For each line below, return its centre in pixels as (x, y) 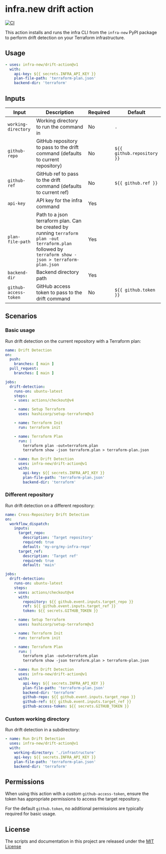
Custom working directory (38, 719)
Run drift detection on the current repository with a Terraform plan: (73, 341)
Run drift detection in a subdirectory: (42, 730)
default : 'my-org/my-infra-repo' (57, 547)
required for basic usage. (31, 814)
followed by (50, 249)
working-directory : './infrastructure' (55, 753)
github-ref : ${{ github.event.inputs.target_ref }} (77, 702)
